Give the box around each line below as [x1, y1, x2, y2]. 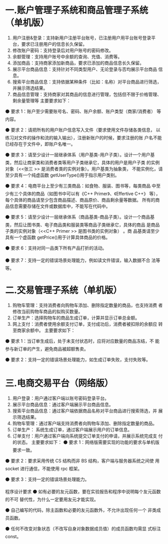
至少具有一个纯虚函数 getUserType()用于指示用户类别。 [5, 172, 119, 178]
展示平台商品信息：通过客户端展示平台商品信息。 [12, 401, 113, 407]
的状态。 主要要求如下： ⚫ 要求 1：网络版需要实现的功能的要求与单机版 [12, 439, 160, 445]
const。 [5, 533, 21, 539]
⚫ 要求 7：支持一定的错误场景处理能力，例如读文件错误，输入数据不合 [5, 257, 150, 263]
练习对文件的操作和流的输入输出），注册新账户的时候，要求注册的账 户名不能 [5, 134, 162, 141]
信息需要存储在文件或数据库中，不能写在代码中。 [9, 203, 110, 209]
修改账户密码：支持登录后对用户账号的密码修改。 [12, 47, 113, 53]
